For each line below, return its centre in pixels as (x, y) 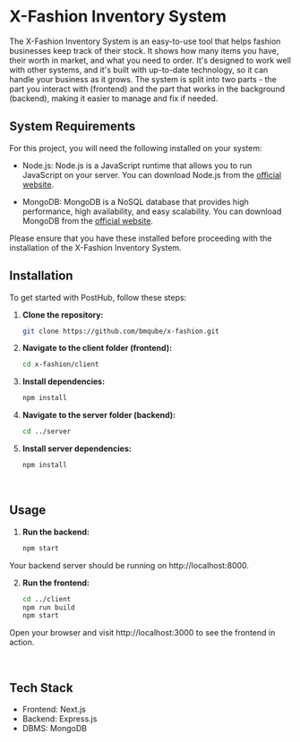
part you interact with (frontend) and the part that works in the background (147, 89)
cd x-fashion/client (60, 364)
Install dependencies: (64, 381)
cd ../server (47, 431)
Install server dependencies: (77, 448)
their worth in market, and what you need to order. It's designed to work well (150, 60)
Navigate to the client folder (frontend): (97, 348)
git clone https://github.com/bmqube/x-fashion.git (120, 331)
